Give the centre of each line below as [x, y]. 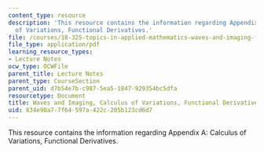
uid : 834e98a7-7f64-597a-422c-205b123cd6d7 [81, 111]
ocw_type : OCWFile [38, 67]
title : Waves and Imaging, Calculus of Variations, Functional [114, 103]
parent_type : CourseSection [54, 81]
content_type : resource [47, 15]
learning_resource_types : [50, 52]
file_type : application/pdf [54, 45]
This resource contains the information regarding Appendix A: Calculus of [127, 133]
